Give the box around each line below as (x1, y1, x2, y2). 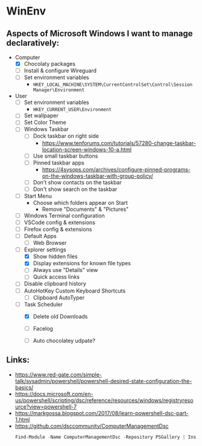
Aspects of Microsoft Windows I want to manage (6, 28, 193, 39)
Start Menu (24, 192, 52, 199)
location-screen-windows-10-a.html (42, 146, 131, 153)
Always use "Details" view (33, 267, 98, 274)
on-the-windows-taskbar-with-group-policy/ (42, 172, 154, 179)
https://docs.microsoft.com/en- (14, 390, 93, 397)
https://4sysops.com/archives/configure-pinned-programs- (42, 166, 191, 173)
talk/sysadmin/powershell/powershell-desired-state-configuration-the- (14, 377, 192, 384)
